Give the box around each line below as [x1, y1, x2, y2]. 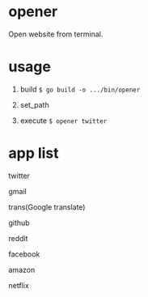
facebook [8, 249, 40, 259]
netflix [8, 280, 30, 290]
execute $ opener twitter [19, 116, 108, 125]
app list [8, 144, 59, 163]
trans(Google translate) [8, 202, 86, 212]
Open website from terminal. [8, 29, 104, 39]
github [8, 218, 30, 227]
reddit [8, 233, 28, 243]
